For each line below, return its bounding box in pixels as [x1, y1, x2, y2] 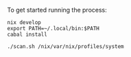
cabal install [7, 31, 48, 38]
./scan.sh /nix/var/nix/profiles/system [7, 43, 125, 50]
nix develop [7, 19, 41, 26]
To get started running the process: [7, 6, 108, 14]
